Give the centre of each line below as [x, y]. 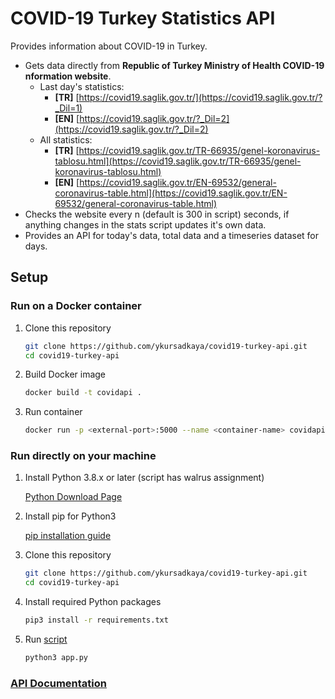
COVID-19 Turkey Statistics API [143, 18]
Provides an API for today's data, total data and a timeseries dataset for [172, 235]
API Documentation [59, 683]
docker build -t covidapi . [83, 393]
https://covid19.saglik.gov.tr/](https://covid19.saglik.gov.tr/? [200, 97]
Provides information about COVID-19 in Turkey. [109, 46]
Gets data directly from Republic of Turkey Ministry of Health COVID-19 [174, 65]
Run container [53, 412]
